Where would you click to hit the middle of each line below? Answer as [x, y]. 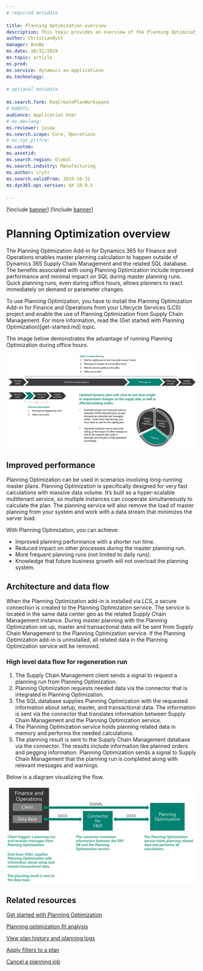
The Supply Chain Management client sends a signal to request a [96, 675]
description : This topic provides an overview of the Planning [88, 32]
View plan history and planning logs [51, 938]
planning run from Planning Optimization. [66, 682]
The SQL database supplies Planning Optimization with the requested [101, 701]
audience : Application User [42, 115]
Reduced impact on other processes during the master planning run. [100, 548]
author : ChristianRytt [35, 38]
